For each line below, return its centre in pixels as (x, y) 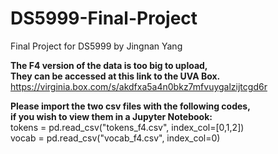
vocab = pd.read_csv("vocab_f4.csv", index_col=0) (115, 138)
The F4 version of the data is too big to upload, (109, 65)
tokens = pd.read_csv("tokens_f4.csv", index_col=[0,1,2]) (127, 127)
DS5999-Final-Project (104, 18)
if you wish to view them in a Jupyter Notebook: (111, 116)
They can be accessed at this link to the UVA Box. (115, 76)
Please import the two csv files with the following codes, (130, 106)
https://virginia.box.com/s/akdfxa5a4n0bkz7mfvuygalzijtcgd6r (139, 86)
